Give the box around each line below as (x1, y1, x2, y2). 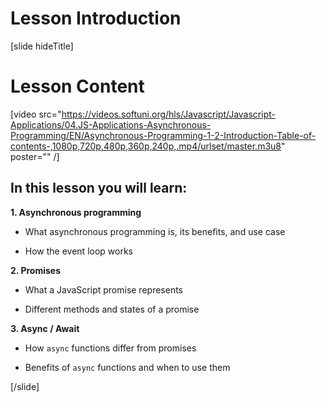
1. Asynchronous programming (10, 206, 142, 218)
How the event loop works (24, 245, 133, 257)
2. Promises (10, 264, 61, 276)
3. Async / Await (10, 322, 80, 334)
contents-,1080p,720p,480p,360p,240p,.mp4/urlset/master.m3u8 (10, 140, 282, 152)
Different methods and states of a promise (24, 303, 200, 315)
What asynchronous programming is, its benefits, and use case (24, 225, 286, 237)
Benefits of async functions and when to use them (24, 361, 231, 373)
